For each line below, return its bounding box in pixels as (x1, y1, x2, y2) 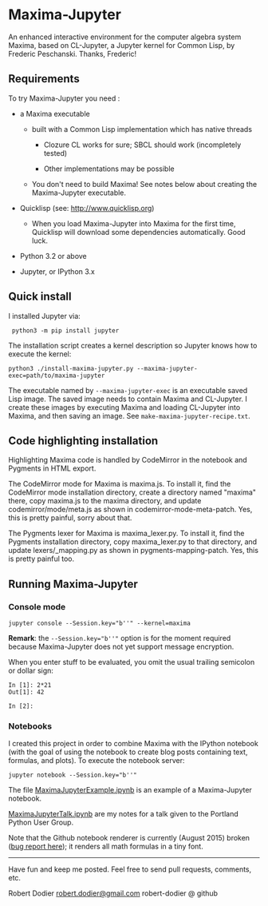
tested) (43, 148, 68, 157)
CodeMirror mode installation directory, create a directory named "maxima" (8, 487, 257, 497)
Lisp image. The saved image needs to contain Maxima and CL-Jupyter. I (8, 394, 247, 403)
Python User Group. (8, 817, 74, 828)
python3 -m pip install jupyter (11, 326, 120, 335)
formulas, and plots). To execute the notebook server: (8, 756, 185, 765)
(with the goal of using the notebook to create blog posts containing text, (8, 747, 248, 757)
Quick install (8, 290, 72, 304)
